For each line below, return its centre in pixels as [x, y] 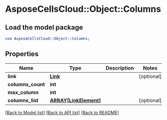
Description [120, 68]
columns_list [23, 100]
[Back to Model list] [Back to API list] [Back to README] [62, 113]
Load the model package [44, 27]
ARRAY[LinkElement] [75, 100]
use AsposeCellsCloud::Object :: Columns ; [48, 39]
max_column [23, 92]
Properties [22, 54]
